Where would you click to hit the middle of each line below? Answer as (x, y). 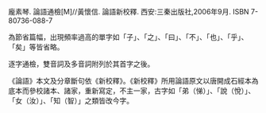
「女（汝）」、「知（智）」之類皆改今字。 (71, 101)
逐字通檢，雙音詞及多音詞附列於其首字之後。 (81, 64)
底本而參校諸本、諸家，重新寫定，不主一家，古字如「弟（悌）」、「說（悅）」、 (132, 91)
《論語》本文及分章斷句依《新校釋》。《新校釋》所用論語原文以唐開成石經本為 (133, 81)
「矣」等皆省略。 (36, 47)
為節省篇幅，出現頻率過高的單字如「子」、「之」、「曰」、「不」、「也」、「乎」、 (128, 37)
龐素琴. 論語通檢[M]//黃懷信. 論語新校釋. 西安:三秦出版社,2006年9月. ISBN (129, 12)
